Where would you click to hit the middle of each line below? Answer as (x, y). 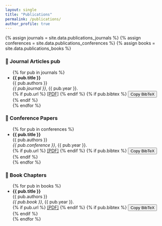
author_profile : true (28, 24)
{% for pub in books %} (37, 186)
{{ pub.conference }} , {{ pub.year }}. (50, 145)
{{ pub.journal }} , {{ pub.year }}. (45, 88)
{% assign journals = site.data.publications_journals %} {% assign (73, 38)
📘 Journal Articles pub (33, 61)
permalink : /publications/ (33, 19)
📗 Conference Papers (32, 118)
